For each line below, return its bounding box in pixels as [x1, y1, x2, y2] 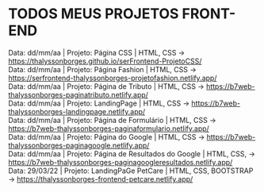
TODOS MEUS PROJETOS [8, 5, 179, 23]
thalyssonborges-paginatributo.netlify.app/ [8, 90, 149, 99]
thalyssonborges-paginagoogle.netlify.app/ [8, 140, 150, 150]
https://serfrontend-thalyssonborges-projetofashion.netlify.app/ [8, 73, 217, 83]
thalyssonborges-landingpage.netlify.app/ [8, 106, 146, 116]
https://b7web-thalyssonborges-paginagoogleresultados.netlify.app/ [8, 157, 233, 167]
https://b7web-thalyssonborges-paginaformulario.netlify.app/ [8, 124, 210, 133]
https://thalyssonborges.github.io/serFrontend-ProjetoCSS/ [8, 56, 202, 66]
